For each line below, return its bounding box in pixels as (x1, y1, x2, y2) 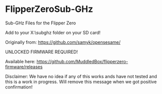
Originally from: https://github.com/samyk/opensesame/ (5, 39, 121, 45)
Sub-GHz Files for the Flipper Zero (5, 20, 76, 26)
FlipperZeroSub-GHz (5, 3, 93, 15)
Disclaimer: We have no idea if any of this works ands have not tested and (5, 73, 157, 79)
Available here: (5, 58, 36, 64)
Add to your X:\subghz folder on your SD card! (5, 29, 101, 35)
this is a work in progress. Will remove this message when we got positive (5, 79, 157, 85)
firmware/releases (5, 64, 43, 70)
